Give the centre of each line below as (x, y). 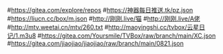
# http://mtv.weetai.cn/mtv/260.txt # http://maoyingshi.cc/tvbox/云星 (103, 27)
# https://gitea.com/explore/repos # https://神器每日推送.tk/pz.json (100, 10)
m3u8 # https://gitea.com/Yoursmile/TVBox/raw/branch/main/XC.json (118, 36)
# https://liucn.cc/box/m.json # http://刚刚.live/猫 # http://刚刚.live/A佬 (104, 18)
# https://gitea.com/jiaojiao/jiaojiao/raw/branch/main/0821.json (95, 43)
